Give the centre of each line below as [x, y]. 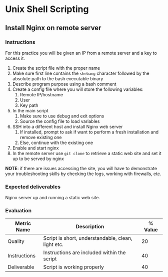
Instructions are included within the [84, 253]
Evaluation [18, 211]
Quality [16, 241]
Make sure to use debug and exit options [62, 116]
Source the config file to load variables [60, 121]
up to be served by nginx [38, 159]
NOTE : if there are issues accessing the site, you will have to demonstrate [81, 168]
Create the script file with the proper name [56, 68]
